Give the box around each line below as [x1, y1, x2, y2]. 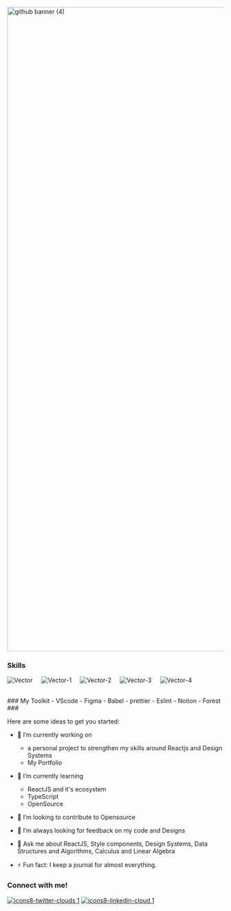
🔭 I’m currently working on [16, 731, 92, 739]
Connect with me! [7, 881, 68, 890]
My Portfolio [27, 758, 63, 767]
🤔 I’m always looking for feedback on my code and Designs [16, 826, 186, 835]
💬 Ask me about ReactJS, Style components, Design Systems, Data [16, 840, 208, 848]
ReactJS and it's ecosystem [27, 785, 107, 794]
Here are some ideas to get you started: [7, 717, 120, 726]
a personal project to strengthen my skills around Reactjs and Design [27, 744, 223, 752]
